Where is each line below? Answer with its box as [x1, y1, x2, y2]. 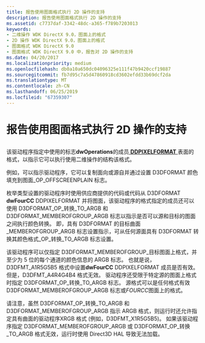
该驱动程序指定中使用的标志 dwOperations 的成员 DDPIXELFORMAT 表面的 [6, 148, 195, 156]
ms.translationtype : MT [6, 77, 67, 83]
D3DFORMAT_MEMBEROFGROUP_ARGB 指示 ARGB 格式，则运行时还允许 [6, 307, 192, 315]
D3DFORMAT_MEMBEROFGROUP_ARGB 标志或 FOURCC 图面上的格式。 [6, 287, 187, 294]
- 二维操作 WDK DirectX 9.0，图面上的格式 [6, 32, 106, 38]
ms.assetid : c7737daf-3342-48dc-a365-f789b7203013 [6, 20, 138, 26]
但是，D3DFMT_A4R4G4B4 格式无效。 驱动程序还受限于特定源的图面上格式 [6, 271, 197, 279]
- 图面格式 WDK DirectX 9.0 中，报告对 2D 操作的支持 [6, 49, 133, 55]
